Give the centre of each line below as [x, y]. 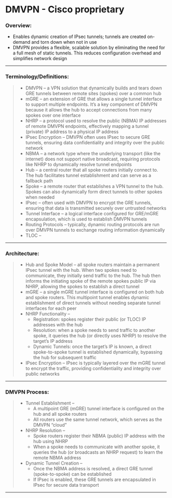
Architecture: [22, 253]
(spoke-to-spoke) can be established [72, 474]
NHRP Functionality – [48, 314]
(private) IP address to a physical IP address [72, 132]
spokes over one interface [53, 115]
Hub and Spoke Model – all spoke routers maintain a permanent [92, 265]
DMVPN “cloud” [50, 425]
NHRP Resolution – [45, 431]
